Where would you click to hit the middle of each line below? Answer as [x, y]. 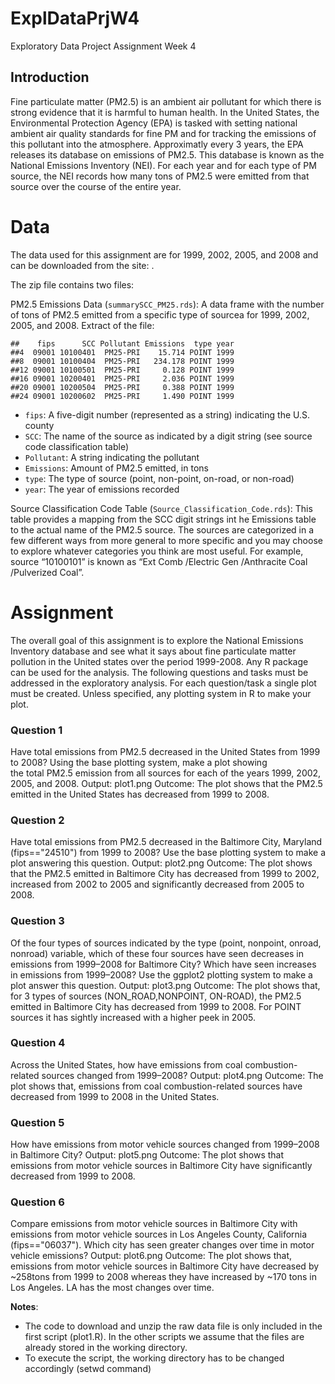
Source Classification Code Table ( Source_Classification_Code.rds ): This [161, 508]
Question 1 [36, 730]
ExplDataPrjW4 [75, 18]
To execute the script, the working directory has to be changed [154, 1358]
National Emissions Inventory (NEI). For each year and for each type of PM [163, 165]
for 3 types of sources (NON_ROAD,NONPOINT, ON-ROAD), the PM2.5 [156, 996]
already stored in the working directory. [106, 1348]
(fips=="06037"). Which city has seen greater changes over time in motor [162, 1245]
